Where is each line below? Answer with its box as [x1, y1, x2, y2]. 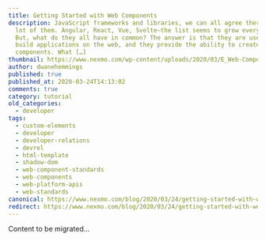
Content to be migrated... [8, 224, 90, 234]
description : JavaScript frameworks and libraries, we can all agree [8, 19, 243, 27]
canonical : [8, 195, 44, 203]
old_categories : [8, 100, 62, 107]
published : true [8, 70, 62, 78]
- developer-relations [15, 136, 90, 145]
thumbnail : [8, 56, 44, 64]
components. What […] [15, 48, 87, 56]
